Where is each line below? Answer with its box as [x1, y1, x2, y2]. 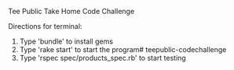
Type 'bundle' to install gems [19, 37, 114, 46]
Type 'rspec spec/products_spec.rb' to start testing [19, 54, 186, 62]
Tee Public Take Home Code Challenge [8, 7, 135, 16]
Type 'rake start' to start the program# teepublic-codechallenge [19, 45, 227, 54]
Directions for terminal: [8, 22, 82, 30]
